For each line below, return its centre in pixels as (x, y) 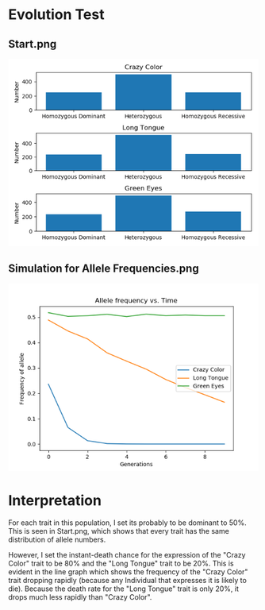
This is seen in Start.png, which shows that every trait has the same (119, 531)
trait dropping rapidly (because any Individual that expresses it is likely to (128, 580)
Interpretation (55, 500)
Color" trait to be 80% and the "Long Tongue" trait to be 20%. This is (121, 563)
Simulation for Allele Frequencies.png (104, 269)
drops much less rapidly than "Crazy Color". (80, 596)
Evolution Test (56, 15)
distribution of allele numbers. (57, 539)
